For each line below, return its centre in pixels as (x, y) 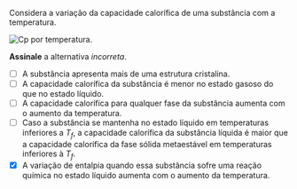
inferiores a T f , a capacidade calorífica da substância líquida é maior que (155, 134)
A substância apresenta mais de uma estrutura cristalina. (126, 74)
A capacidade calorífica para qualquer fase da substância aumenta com (153, 103)
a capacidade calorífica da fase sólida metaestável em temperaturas (147, 145)
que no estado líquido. (63, 94)
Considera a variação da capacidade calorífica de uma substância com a (142, 13)
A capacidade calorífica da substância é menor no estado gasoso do (148, 84)
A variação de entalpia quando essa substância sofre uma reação (142, 165)
